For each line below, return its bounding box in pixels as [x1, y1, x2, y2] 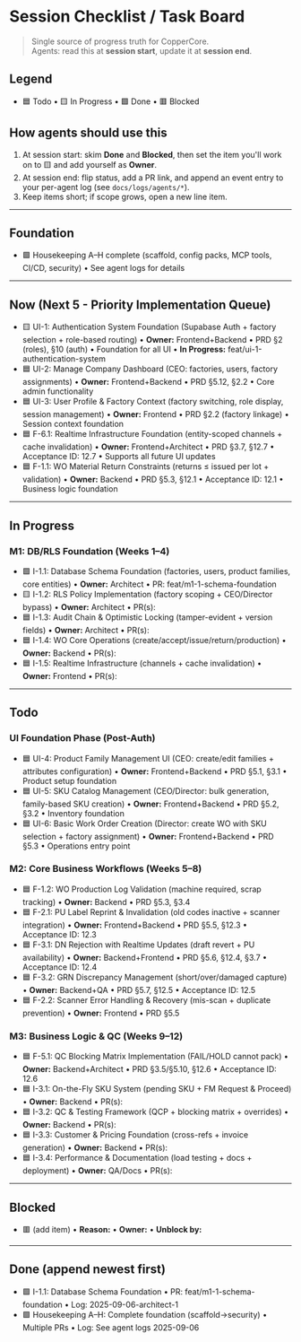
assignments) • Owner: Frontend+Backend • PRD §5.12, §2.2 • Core [21, 377, 275, 388]
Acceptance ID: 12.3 [21, 928, 97, 939]
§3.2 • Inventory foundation [21, 807, 125, 818]
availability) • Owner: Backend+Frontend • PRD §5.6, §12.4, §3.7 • [21, 952, 267, 963]
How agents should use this [9, 126, 168, 141]
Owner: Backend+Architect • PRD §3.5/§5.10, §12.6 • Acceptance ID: [21, 1064, 278, 1075]
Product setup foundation [21, 775, 117, 786]
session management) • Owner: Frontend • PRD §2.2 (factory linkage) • [21, 409, 289, 420]
